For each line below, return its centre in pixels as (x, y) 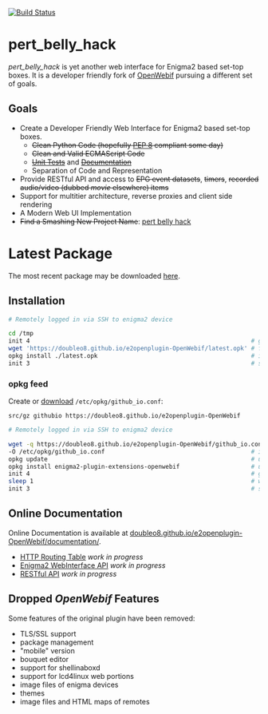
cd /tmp (21, 334)
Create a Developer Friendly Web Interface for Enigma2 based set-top (135, 128)
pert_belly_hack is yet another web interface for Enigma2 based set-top (126, 66)
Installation (37, 301)
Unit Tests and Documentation (81, 162)
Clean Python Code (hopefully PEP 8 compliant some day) (127, 145)
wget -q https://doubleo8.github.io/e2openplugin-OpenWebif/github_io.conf (137, 444)
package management (57, 642)
